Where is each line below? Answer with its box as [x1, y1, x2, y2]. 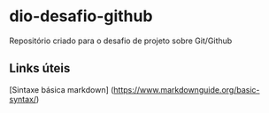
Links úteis [9, 61, 71, 76]
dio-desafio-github [9, 6, 153, 26]
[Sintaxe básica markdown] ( [9, 84, 114, 94]
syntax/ [9, 94, 37, 104]
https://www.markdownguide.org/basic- [113, 84, 260, 94]
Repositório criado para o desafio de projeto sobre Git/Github [9, 35, 233, 46]
